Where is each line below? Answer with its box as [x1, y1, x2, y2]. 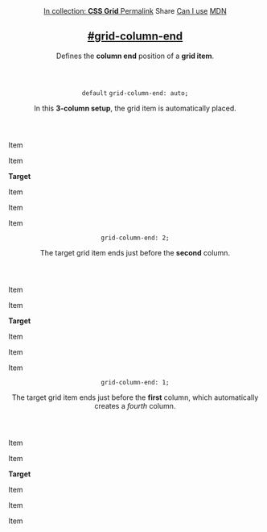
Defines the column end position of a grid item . [55, 51, 215, 60]
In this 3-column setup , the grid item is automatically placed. [33, 103, 237, 113]
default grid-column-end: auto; [81, 89, 189, 98]
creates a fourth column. [94, 401, 176, 410]
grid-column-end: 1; [100, 378, 170, 386]
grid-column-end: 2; [100, 234, 170, 242]
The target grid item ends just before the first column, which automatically [11, 393, 259, 402]
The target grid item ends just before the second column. [39, 247, 231, 257]
